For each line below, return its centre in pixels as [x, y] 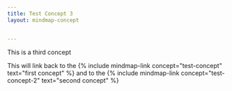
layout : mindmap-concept [43, 20]
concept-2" [24, 80]
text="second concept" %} [80, 80]
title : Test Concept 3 [40, 14]
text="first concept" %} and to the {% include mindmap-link [93, 73]
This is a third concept [39, 52]
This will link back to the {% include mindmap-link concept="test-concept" [115, 65]
